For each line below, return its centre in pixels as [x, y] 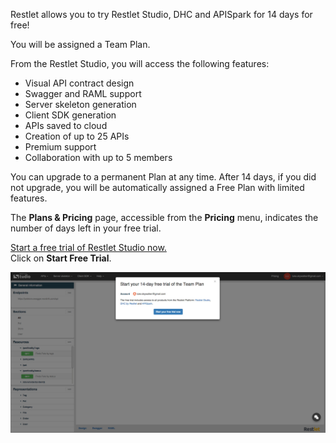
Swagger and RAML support [83, 93]
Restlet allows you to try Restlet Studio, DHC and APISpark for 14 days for [161, 14]
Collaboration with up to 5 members [98, 157]
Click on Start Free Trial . [61, 258]
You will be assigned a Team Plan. [80, 44]
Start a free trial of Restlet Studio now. [88, 247]
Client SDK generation [70, 115]
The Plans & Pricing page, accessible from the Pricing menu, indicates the [164, 217]
